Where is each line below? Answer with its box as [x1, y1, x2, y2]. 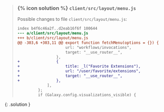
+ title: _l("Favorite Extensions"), [17, 64, 141, 69]
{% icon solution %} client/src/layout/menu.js [17, 5, 136, 12]
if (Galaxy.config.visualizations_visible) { [38, 92, 136, 97]
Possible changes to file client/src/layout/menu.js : [17, 16, 127, 22]
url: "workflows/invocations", [65, 45, 132, 50]
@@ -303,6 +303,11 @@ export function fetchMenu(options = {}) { [17, 40, 159, 45]
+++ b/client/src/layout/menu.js [17, 36, 89, 41]
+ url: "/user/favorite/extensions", [17, 69, 141, 74]
